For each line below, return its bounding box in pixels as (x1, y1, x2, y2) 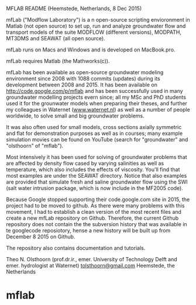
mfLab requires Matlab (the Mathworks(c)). (6, 58, 110, 64)
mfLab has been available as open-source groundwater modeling (6, 69, 164, 75)
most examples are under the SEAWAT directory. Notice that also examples (6, 172, 187, 179)
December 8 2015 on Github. (6, 233, 75, 240)
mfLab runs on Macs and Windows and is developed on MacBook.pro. (6, 46, 176, 53)
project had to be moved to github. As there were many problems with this (6, 202, 185, 209)
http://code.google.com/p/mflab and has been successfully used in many (6, 88, 183, 94)
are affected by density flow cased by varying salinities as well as (6, 160, 164, 167)
